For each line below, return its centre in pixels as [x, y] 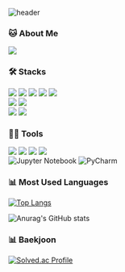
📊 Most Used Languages [58, 182]
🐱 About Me [33, 33]
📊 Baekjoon [32, 240]
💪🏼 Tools [26, 133]
